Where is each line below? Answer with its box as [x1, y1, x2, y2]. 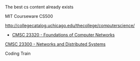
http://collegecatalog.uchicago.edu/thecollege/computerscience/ [5, 23, 135, 28]
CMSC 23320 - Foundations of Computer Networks [12, 32, 115, 37]
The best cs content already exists [5, 4, 74, 10]
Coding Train [5, 50, 31, 56]
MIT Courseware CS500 [5, 13, 53, 19]
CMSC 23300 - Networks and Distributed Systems [5, 41, 106, 47]
